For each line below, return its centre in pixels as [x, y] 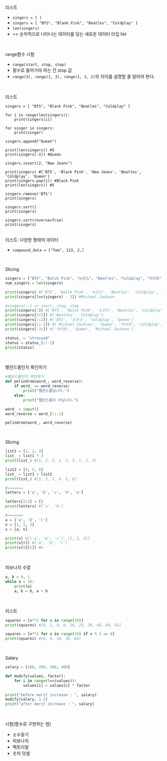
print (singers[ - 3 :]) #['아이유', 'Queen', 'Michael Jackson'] [70, 329]
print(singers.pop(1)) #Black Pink [42, 181]
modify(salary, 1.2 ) [27, 699]
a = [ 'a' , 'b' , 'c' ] [27, 520]
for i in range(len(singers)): [38, 115]
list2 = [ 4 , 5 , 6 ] [24, 470]
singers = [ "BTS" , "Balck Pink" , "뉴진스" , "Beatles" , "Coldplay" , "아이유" [83, 278]
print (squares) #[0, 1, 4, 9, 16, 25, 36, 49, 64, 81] [63, 625]
